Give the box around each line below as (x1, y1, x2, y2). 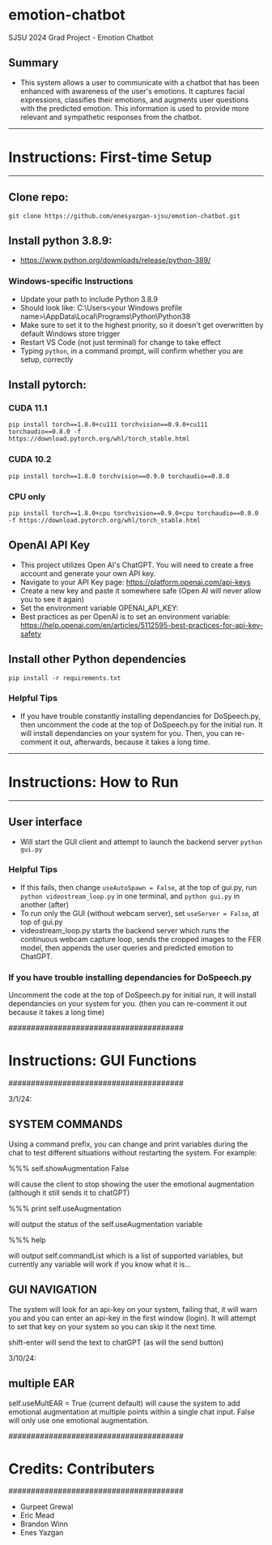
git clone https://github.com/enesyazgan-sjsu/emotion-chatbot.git (8, 212, 241, 220)
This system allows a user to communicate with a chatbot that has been (19, 77, 260, 87)
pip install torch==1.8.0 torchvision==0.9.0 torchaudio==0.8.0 (8, 472, 230, 480)
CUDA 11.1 (8, 402, 48, 413)
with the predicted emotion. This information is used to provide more (19, 103, 249, 113)
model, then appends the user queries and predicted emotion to (19, 943, 234, 953)
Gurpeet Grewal (19, 1502, 74, 1512)
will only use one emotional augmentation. (8, 1415, 150, 1425)
